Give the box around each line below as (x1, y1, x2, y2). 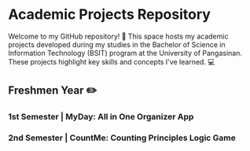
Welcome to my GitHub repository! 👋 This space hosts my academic (8, 31, 229, 41)
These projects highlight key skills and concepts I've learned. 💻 (8, 57, 215, 66)
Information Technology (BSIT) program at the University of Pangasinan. (8, 48, 242, 57)
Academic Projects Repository (8, 6, 211, 24)
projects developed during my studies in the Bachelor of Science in (8, 39, 226, 49)
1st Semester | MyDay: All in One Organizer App (8, 112, 194, 123)
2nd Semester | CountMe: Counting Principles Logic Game (8, 132, 236, 143)
